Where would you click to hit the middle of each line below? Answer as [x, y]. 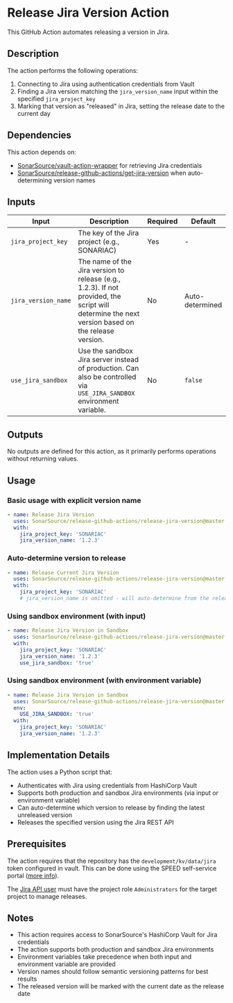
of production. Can [109, 368]
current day [34, 113]
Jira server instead [108, 360]
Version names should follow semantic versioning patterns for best [113, 972]
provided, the [100, 296]
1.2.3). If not [98, 288]
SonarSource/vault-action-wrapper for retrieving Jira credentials [110, 165]
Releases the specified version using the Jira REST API [96, 822]
